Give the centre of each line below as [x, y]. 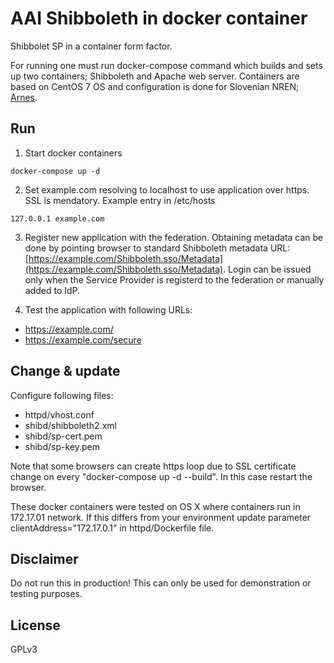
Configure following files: [62, 395]
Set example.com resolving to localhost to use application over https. [167, 189]
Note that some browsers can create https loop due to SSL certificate [153, 466]
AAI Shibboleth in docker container [159, 18]
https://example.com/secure [83, 339]
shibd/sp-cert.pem [63, 436]
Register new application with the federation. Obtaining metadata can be [174, 237]
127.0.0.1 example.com [57, 218]
